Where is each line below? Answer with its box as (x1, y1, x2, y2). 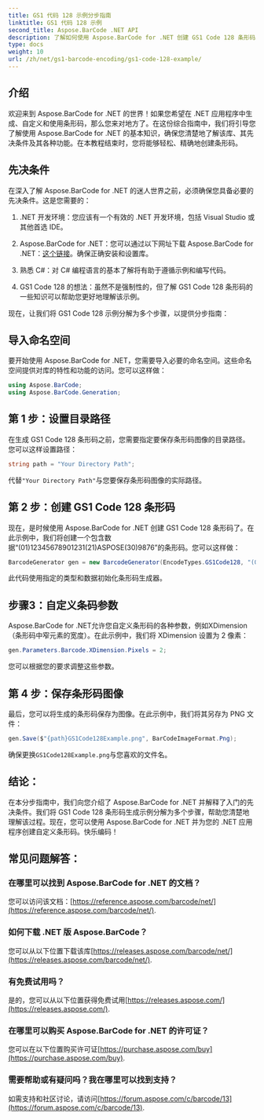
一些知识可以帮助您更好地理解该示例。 (19, 291, 144, 301)
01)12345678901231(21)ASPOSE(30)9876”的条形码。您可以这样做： (20, 543, 241, 552)
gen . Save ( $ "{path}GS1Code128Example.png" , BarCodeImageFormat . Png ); (8, 734, 237, 742)
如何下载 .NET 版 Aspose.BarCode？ (8, 927, 148, 938)
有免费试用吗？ (8, 975, 65, 986)
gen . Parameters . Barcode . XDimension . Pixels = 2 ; (8, 646, 167, 654)
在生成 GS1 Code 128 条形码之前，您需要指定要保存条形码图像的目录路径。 (8, 434, 250, 444)
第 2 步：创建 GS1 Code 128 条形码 (8, 500, 175, 514)
